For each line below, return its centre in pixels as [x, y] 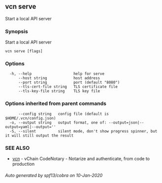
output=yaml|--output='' [31, 127]
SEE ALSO [17, 148]
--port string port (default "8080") [69, 83]
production [23, 164]
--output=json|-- [126, 122]
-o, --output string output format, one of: [58, 122]
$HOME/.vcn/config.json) [31, 118]
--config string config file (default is [64, 114]
